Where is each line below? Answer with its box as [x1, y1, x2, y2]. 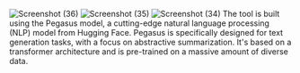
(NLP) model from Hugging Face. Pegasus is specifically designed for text [9, 28, 284, 37]
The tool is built [223, 9, 280, 19]
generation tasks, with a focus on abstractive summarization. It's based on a [9, 36, 292, 47]
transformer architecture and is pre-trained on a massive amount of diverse [9, 46, 289, 57]
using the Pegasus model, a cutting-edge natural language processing [9, 18, 269, 28]
